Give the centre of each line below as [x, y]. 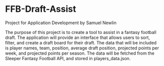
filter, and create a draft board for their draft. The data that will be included [81, 42]
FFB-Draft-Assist [41, 9]
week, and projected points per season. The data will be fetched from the [80, 53]
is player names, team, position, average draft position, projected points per [82, 48]
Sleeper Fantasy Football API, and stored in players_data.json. [68, 58]
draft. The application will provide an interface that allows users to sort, [78, 37]
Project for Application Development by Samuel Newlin [61, 23]
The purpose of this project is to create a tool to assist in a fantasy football [81, 32]
